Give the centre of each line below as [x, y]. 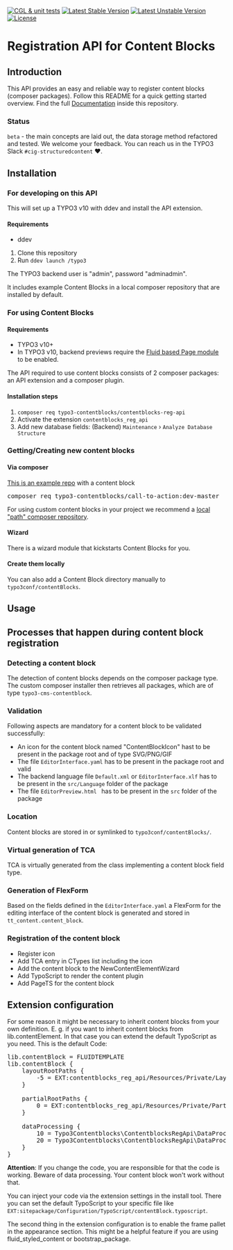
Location [23, 817]
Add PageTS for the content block [66, 983]
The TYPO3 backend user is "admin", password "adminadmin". [97, 274]
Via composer [28, 467]
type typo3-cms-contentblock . [50, 693]
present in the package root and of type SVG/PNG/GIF [95, 754]
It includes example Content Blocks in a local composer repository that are [114, 287]
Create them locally [36, 564]
